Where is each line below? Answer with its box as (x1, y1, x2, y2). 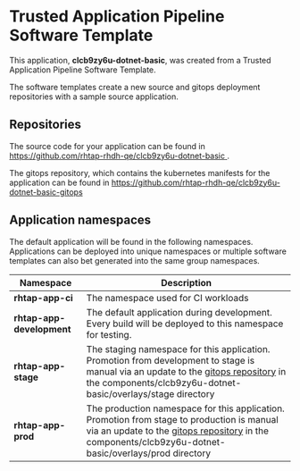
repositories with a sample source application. (9, 91, 179, 102)
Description (160, 276, 212, 289)
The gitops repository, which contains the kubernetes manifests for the (9, 167, 271, 178)
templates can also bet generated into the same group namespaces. (9, 255, 261, 265)
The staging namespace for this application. (86, 342, 271, 355)
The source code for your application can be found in (9, 140, 205, 151)
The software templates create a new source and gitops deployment (9, 81, 261, 92)
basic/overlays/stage (86, 387, 175, 400)
